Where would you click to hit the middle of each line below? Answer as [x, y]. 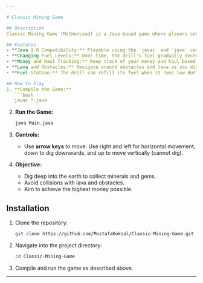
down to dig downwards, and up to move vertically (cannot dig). [104, 153]
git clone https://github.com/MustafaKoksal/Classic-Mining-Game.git [105, 233]
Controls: [27, 135]
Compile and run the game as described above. [74, 268]
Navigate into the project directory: [59, 245]
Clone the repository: [41, 223]
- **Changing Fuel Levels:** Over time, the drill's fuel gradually [94, 56]
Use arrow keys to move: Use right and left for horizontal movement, [110, 146]
